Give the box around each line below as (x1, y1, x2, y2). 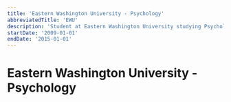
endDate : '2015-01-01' (7, 36, 72, 43)
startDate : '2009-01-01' (7, 29, 78, 37)
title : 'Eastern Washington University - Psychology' (7, 10, 165, 17)
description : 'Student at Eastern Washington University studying (7, 23, 201, 30)
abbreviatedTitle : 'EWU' (7, 17, 78, 23)
